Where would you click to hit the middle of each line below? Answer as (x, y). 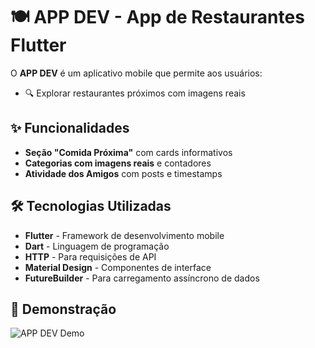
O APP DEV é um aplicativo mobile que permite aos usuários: (136, 73)
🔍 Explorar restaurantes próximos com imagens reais (135, 93)
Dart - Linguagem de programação (97, 246)
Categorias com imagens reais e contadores (118, 163)
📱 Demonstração (63, 309)
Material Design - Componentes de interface (118, 267)
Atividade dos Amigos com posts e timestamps (123, 173)
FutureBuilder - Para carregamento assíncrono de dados (142, 278)
